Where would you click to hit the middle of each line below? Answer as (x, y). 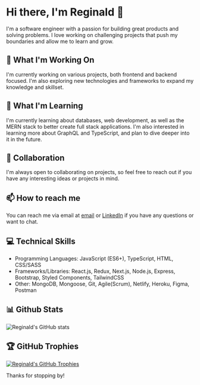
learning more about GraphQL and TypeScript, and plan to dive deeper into (98, 133)
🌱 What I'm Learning (45, 106)
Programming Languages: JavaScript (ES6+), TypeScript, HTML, (94, 258)
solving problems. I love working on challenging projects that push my (92, 35)
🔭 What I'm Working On (50, 60)
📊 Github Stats (35, 310)
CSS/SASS (28, 265)
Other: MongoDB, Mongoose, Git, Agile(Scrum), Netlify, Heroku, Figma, (102, 284)
